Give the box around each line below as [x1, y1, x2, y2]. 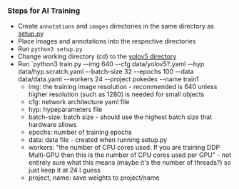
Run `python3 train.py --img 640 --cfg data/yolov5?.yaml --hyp [17, 60, 205, 68]
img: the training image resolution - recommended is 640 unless [28, 83, 218, 91]
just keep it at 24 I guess [28, 166, 101, 175]
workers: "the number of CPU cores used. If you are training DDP [28, 143, 220, 152]
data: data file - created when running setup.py [28, 136, 168, 144]
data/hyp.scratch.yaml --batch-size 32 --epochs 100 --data [17, 67, 194, 76]
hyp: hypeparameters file [28, 106, 103, 114]
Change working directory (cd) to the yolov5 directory [17, 52, 177, 61]
